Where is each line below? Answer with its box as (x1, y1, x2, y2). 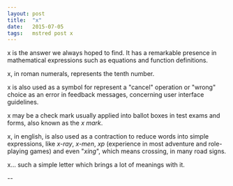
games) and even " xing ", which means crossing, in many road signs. (29, 147, 227, 155)
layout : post (7, 10, 45, 17)
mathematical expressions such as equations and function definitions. (7, 56, 208, 65)
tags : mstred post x (7, 29, 73, 37)
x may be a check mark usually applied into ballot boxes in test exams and (7, 111, 220, 120)
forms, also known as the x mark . (7, 119, 103, 127)
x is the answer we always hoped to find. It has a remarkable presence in (7, 49, 217, 57)
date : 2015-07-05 (7, 23, 64, 30)
